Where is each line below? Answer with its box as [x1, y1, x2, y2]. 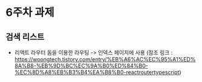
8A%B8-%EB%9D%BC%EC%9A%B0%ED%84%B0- [14, 62, 149, 69]
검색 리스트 [5, 32, 45, 42]
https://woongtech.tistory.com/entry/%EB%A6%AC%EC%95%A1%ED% [14, 56, 196, 63]
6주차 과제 [5, 5, 55, 19]
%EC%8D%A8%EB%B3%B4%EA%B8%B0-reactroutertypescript [14, 69, 180, 76]
